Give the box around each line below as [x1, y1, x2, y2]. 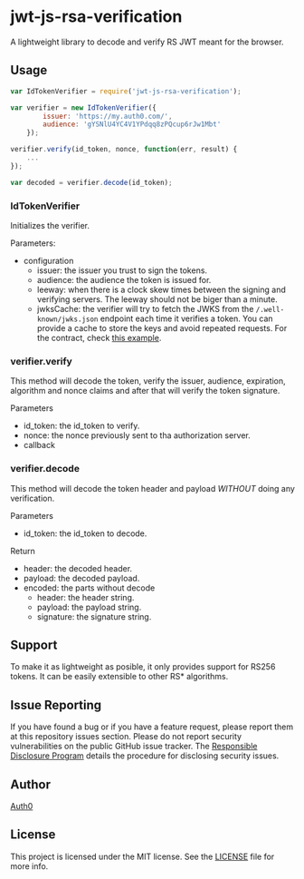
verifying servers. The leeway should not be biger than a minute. [36, 293, 279, 305]
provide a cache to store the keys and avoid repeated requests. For [36, 322, 288, 333]
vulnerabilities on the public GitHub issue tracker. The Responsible [10, 741, 258, 752]
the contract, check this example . [36, 332, 162, 343]
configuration [23, 255, 74, 266]
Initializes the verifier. [10, 220, 90, 230]
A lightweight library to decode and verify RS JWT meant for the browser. [10, 36, 284, 47]
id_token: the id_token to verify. [23, 420, 140, 432]
